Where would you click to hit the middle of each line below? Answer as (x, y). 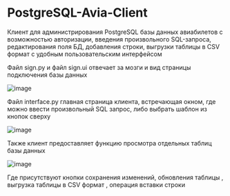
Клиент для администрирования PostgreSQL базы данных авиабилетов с (115, 32)
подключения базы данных (47, 75)
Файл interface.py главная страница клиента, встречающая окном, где (112, 101)
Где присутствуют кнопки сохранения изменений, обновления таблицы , (115, 177)
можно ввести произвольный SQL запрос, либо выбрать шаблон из (107, 109)
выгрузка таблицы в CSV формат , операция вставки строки (96, 184)
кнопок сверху (29, 116)
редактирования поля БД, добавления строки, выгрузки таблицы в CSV (113, 46)
